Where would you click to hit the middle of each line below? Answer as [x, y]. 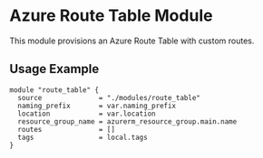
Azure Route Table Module [111, 16]
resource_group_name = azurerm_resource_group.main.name [127, 121]
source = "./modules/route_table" [109, 98]
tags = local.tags [83, 137]
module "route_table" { [54, 90]
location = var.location [87, 114]
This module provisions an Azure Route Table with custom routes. [132, 41]
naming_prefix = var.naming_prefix [97, 106]
